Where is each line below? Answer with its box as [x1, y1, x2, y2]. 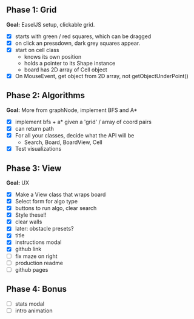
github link [15, 245, 42, 253]
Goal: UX [6, 179, 29, 186]
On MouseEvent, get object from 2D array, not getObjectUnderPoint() [15, 73, 189, 79]
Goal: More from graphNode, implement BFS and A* [6, 106, 138, 114]
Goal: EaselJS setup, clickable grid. [6, 21, 95, 28]
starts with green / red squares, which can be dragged [15, 33, 152, 40]
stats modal [15, 300, 44, 307]
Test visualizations [15, 145, 62, 153]
